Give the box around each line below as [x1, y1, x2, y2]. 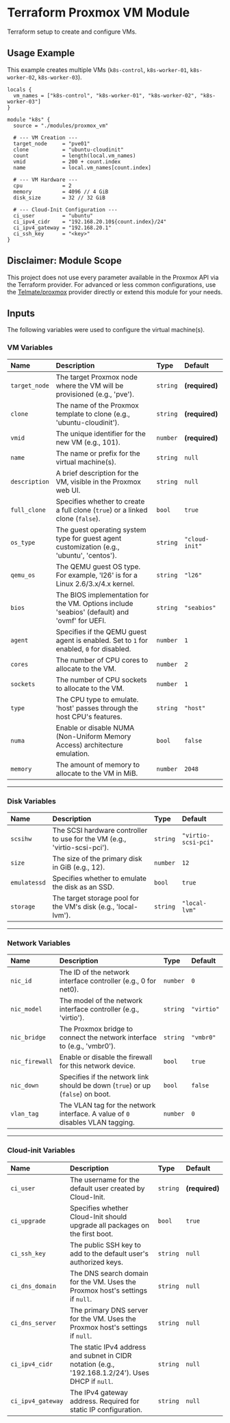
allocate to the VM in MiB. [55, 768, 138, 778]
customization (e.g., [55, 542, 120, 552]
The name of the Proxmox [55, 400, 139, 410]
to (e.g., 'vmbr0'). [59, 1042, 116, 1051]
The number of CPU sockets [55, 674, 147, 684]
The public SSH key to [69, 1240, 142, 1249]
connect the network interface [59, 1033, 157, 1042]
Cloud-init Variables [7, 1146, 75, 1155]
